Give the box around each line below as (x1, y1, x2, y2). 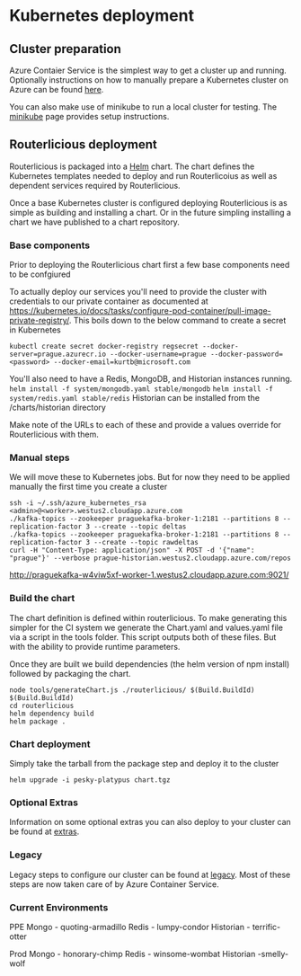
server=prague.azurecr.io (9, 350, 106, 359)
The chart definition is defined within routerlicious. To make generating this (9, 612, 288, 623)
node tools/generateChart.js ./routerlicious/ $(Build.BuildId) (9, 685, 255, 695)
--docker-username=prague (109, 350, 207, 359)
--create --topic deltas (93, 522, 187, 531)
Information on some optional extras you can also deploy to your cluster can (9, 817, 292, 828)
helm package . (9, 716, 66, 726)
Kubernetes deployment (9, 5, 195, 26)
